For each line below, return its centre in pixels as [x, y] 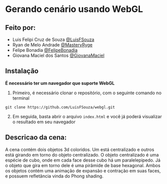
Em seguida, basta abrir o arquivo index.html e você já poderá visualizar [87, 116]
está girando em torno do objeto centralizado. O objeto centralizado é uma [82, 155]
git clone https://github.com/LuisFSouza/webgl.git [60, 107]
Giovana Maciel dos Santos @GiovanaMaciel [58, 55]
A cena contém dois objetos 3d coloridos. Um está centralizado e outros [80, 149]
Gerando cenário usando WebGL [74, 9]
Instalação [22, 71]
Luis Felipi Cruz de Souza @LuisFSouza [53, 39]
